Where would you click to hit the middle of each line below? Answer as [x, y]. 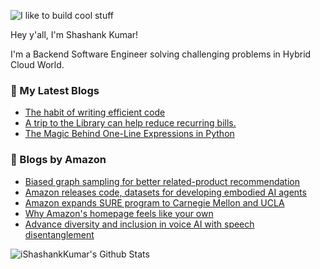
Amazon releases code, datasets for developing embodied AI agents [165, 192]
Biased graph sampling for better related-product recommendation [162, 181]
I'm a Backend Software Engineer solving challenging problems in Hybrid [161, 54]
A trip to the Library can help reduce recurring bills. [130, 123]
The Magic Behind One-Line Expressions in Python [129, 134]
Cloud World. [37, 64]
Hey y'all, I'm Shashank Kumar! [74, 34]
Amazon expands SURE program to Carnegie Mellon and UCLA [154, 202]
